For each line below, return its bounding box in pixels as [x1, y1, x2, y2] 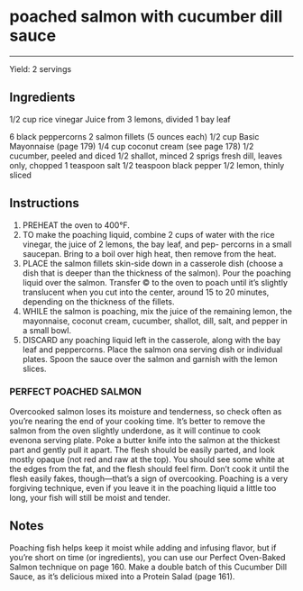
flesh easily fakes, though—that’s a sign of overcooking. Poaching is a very [9, 473, 289, 484]
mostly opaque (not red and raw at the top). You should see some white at [9, 453, 285, 465]
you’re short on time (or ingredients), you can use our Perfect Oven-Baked [9, 551, 286, 562]
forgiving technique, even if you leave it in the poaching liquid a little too [9, 482, 277, 493]
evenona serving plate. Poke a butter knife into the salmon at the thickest [9, 434, 280, 445]
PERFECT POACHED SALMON [9, 386, 142, 398]
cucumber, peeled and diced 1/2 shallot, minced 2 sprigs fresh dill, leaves [9, 150, 282, 161]
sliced [9, 169, 32, 180]
